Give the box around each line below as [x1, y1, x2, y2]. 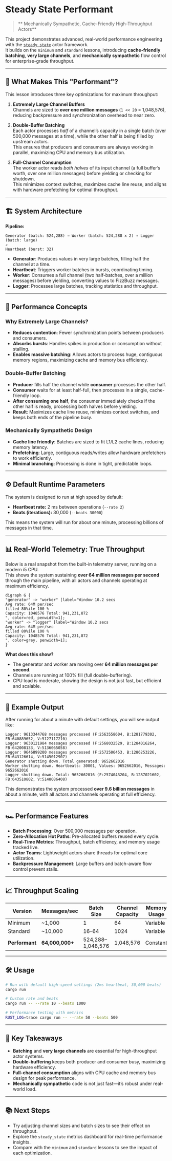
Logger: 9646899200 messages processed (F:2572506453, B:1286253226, [5, 750, 157, 755]
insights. [12, 1139, 31, 1145]
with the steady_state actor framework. [5, 41, 89, 47]
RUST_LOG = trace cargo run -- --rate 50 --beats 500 [5, 1015, 118, 1020]
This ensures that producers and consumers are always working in [12, 144, 154, 150]
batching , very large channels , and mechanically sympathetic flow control [5, 52, 166, 59]
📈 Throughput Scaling [5, 886, 79, 895]
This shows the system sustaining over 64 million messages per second [5, 572, 160, 578]
